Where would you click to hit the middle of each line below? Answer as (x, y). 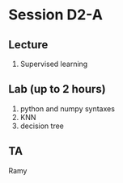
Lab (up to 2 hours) (57, 89)
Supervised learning (54, 64)
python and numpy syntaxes (68, 108)
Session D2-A (56, 15)
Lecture (28, 45)
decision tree (42, 126)
